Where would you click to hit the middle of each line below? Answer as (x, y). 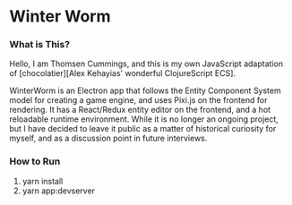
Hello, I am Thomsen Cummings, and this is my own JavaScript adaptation (146, 64)
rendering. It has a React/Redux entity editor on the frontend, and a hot (140, 110)
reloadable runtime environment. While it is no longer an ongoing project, (144, 119)
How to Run (35, 161)
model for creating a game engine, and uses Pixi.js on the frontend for (138, 100)
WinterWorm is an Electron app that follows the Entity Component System (145, 90)
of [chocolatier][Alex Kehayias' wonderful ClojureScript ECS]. (122, 73)
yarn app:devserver (59, 191)
